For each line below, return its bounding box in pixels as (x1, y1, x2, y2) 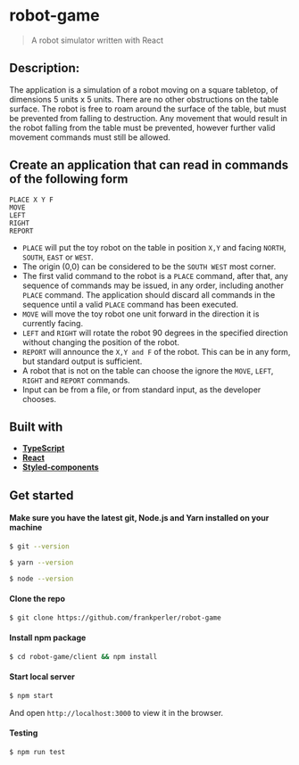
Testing (9, 728, 38, 738)
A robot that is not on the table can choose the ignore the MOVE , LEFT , (21, 365, 274, 375)
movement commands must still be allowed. (9, 131, 171, 143)
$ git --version (9, 541, 70, 551)
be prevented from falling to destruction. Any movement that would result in (9, 112, 288, 123)
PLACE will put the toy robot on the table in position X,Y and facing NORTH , (21, 242, 287, 252)
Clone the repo (9, 594, 65, 605)
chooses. (21, 393, 56, 404)
